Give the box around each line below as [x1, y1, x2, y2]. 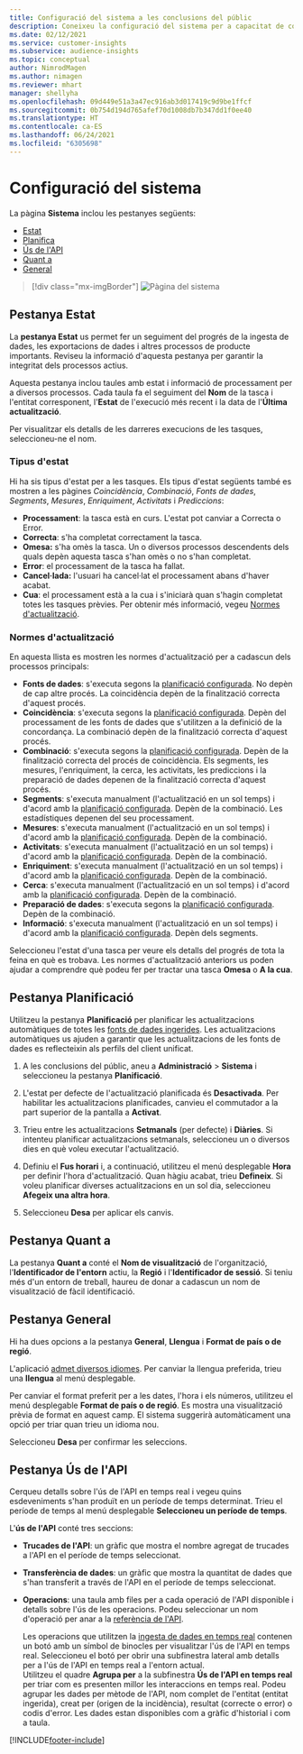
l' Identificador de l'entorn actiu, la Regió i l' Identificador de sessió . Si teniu [9, 1266, 293, 1277]
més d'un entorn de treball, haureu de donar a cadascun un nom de [9, 1276, 261, 1287]
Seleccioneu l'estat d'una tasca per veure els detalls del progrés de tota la [9, 945, 285, 956]
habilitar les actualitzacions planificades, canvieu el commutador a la [22, 1097, 279, 1107]
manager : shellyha [9, 88, 78, 97]
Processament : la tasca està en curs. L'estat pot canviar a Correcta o [22, 512, 281, 523]
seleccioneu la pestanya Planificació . [22, 1070, 162, 1080]
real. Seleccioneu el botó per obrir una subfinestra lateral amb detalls [22, 1650, 280, 1661]
